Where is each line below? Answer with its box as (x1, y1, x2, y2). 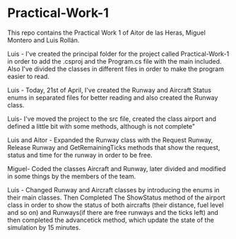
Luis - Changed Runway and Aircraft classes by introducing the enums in (7, 185, 220, 194)
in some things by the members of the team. (7, 172, 136, 180)
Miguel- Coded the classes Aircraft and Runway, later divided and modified (7, 164, 226, 173)
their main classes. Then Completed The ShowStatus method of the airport (7, 193, 226, 202)
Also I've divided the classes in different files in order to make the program (7, 64, 225, 73)
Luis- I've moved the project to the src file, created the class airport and (7, 115, 217, 123)
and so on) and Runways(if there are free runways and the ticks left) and (7, 208, 219, 216)
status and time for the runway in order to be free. (7, 151, 153, 159)
